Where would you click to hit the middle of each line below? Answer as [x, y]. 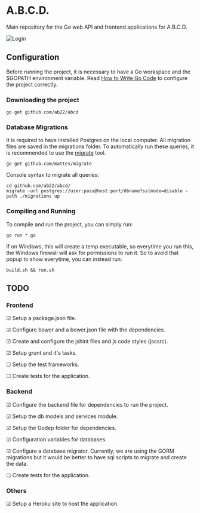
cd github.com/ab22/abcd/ [38, 186]
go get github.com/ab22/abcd [42, 112]
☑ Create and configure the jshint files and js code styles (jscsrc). [87, 342]
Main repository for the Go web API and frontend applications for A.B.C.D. [97, 27]
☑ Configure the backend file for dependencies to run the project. [87, 404]
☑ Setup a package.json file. [41, 318]
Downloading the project [43, 100]
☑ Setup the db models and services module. [62, 416]
